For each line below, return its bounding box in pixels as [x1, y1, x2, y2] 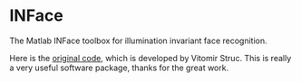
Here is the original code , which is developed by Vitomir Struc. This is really [9, 52, 292, 63]
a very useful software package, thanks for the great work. [9, 62, 229, 73]
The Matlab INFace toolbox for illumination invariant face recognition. [9, 35, 267, 46]
